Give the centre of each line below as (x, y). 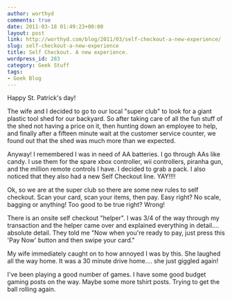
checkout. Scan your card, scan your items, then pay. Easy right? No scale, (114, 197)
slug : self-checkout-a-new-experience (63, 46)
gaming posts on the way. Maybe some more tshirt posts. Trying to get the (114, 282)
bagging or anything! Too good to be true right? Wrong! (86, 205)
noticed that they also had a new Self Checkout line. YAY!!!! (91, 176)
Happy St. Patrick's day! (42, 98)
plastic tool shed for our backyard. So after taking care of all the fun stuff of (115, 119)
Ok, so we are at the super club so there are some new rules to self (103, 190)
